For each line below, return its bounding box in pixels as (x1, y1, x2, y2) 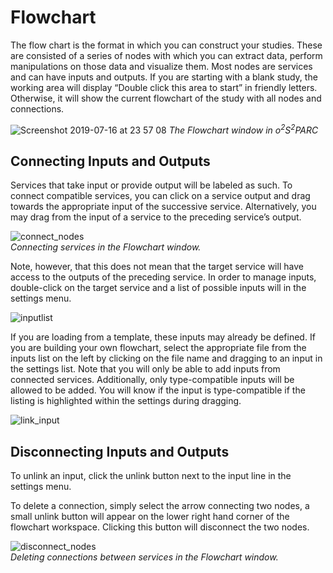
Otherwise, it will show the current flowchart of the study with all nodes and (10, 92, 322, 104)
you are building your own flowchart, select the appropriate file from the (10, 342, 307, 354)
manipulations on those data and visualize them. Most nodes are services (10, 60, 313, 72)
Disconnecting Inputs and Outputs (10, 443, 230, 460)
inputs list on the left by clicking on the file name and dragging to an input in (10, 352, 323, 365)
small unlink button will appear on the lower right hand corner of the (10, 511, 290, 523)
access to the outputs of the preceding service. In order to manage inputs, (10, 271, 317, 283)
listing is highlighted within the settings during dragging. (10, 395, 242, 407)
